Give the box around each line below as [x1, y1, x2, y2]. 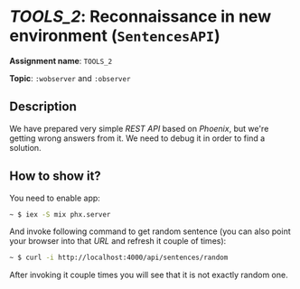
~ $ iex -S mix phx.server [9, 210, 111, 219]
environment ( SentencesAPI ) [9, 25, 220, 46]
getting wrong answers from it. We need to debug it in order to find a [9, 133, 266, 144]
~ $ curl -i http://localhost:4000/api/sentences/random [9, 253, 229, 263]
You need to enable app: [9, 192, 101, 203]
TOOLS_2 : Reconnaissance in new [9, 6, 272, 27]
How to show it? [9, 169, 101, 184]
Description [9, 99, 77, 115]
